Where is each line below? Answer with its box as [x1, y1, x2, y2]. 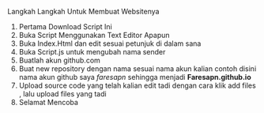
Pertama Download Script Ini [18, 22, 112, 31]
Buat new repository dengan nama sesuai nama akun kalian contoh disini [18, 64, 257, 73]
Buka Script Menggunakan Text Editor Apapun [18, 31, 171, 40]
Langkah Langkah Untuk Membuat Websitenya [7, 7, 160, 16]
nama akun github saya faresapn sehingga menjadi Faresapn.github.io [18, 73, 252, 81]
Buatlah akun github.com [18, 55, 100, 65]
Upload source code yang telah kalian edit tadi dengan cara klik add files [18, 81, 256, 90]
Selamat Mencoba [18, 98, 78, 107]
